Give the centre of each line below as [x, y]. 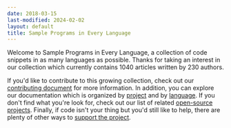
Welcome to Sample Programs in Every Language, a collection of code [107, 53]
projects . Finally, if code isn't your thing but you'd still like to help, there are [114, 110]
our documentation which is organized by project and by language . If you [111, 95]
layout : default [30, 26]
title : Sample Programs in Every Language [69, 33]
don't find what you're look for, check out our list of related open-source [110, 103]
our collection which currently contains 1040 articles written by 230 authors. [115, 67]
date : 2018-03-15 [32, 13]
